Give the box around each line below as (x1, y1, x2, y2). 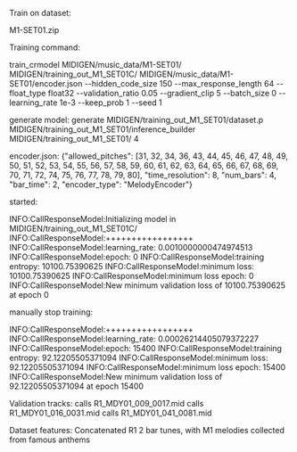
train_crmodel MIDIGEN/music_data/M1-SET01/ (9, 60, 182, 70)
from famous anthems (9, 434, 91, 445)
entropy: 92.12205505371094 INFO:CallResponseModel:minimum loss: (9, 352, 268, 363)
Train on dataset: (9, 8, 71, 18)
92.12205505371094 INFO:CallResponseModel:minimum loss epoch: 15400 (9, 362, 286, 373)
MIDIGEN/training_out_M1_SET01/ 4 (9, 134, 140, 144)
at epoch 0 (9, 290, 49, 300)
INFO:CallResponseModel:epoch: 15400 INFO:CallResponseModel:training (9, 343, 283, 353)
